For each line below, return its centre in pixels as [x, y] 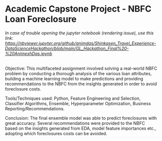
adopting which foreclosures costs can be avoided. [56, 134]
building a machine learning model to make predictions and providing [74, 79]
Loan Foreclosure [41, 19]
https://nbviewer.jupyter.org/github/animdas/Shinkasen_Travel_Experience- [81, 43]
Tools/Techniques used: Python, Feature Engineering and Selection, [73, 98]
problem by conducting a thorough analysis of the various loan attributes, [78, 74]
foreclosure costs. [23, 89]
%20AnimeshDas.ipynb [29, 53]
